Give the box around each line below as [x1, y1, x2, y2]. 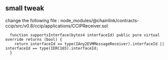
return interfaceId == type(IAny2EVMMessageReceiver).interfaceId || [14, 41, 165, 46]
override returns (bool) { [5, 37, 62, 42]
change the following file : [5, 17, 59, 23]
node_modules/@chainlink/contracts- [60, 17, 140, 23]
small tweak [5, 4, 45, 13]
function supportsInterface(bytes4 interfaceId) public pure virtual [10, 32, 160, 37]
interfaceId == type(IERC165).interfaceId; [5, 45, 99, 51]
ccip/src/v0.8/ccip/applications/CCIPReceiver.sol [5, 23, 108, 29]
